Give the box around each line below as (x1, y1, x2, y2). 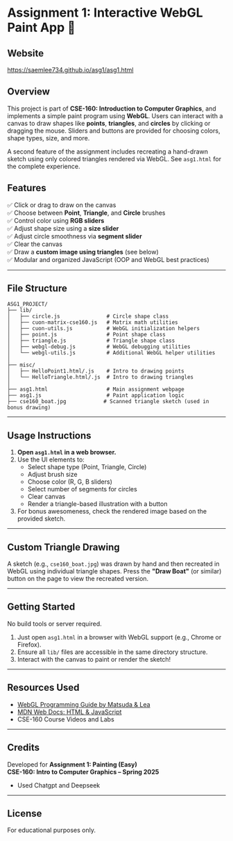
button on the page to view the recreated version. (7, 575, 149, 583)
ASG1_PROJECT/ (7, 301, 49, 308)
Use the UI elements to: (17, 455, 85, 464)
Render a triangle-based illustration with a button (27, 500, 168, 508)
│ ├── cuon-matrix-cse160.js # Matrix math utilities (7, 319, 178, 326)
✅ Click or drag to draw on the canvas (7, 200, 116, 209)
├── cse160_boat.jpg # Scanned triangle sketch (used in (7, 398, 209, 405)
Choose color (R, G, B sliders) (27, 477, 113, 486)
